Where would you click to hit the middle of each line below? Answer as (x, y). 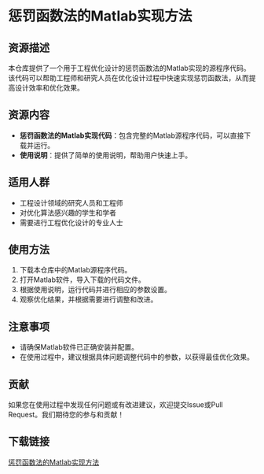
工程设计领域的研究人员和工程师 (71, 202)
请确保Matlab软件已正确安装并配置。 (79, 347)
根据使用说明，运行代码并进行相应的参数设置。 (95, 290)
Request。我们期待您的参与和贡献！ (66, 415)
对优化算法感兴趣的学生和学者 (68, 213)
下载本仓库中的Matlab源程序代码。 (75, 270)
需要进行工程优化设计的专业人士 (71, 222)
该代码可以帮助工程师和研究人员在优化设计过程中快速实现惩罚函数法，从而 (128, 78)
